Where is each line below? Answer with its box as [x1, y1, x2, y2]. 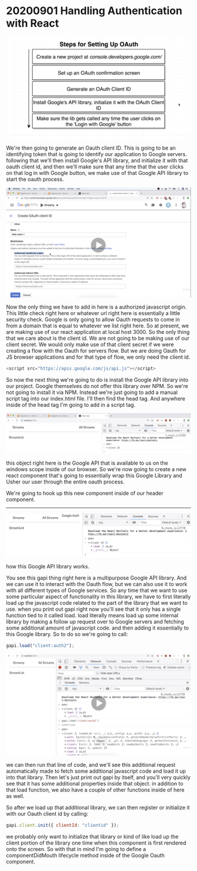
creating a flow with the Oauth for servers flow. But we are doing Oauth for [6, 347, 186, 355]
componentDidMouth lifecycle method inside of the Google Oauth [6, 852, 165, 859]
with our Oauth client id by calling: [6, 810, 89, 817]
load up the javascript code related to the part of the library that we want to [6, 599, 188, 606]
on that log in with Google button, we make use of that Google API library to [6, 170, 189, 177]
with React [6, 16, 59, 30]
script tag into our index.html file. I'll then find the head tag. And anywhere [6, 395, 186, 402]
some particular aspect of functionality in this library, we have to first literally [6, 593, 191, 600]
